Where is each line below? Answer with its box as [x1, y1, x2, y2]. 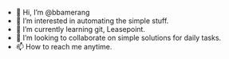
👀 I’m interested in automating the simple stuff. [15, 16, 169, 26]
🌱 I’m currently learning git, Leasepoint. [15, 25, 146, 33]
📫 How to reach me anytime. [15, 42, 113, 51]
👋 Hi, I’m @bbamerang [15, 8, 90, 17]
